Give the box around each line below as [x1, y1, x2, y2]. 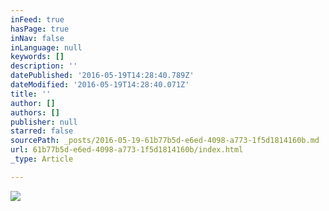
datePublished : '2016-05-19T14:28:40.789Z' [10, 71, 195, 81]
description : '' [10, 61, 78, 71]
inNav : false [10, 33, 65, 43]
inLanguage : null [10, 42, 83, 53]
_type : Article [10, 154, 74, 164]
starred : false [10, 126, 74, 136]
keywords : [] [10, 52, 65, 62]
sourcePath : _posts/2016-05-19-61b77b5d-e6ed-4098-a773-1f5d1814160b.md [10, 136, 320, 146]
